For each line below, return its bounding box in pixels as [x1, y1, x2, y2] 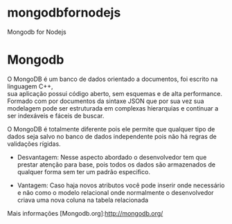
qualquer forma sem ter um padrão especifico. [17, 167, 151, 176]
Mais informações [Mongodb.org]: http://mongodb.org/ [7, 209, 163, 217]
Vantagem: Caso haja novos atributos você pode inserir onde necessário [17, 181, 225, 189]
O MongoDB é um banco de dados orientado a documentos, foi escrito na [7, 75, 218, 83]
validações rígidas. [7, 140, 61, 148]
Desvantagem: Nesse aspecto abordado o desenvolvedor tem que [17, 153, 207, 161]
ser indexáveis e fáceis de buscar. [7, 111, 105, 120]
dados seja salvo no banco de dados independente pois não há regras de [7, 132, 217, 140]
